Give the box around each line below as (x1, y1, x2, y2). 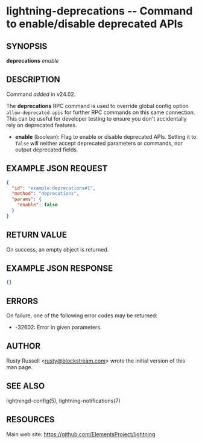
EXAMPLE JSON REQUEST (6, 163, 108, 174)
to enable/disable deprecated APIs (6, 17, 183, 31)
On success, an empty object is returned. (6, 246, 109, 253)
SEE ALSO (6, 381, 45, 392)
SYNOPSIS (6, 41, 48, 51)
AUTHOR (6, 341, 41, 351)
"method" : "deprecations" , (11, 191, 80, 197)
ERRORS (6, 296, 39, 306)
